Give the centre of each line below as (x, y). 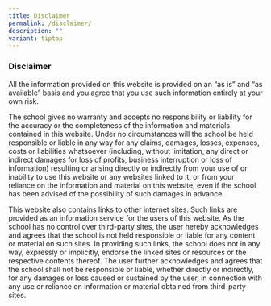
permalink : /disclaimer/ (50, 23)
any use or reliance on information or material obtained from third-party (127, 286)
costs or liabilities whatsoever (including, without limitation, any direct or (128, 151)
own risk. (23, 101)
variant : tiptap (35, 38)
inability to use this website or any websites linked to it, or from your (122, 176)
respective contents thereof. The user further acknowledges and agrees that (135, 261)
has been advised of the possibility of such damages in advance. (116, 193)
